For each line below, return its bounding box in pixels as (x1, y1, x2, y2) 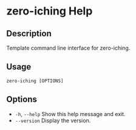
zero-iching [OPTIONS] (6, 77, 64, 84)
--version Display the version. (15, 117, 91, 124)
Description (6, 28, 52, 39)
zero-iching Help (6, 4, 93, 18)
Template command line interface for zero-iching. (6, 44, 131, 51)
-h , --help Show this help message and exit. (15, 110, 126, 117)
